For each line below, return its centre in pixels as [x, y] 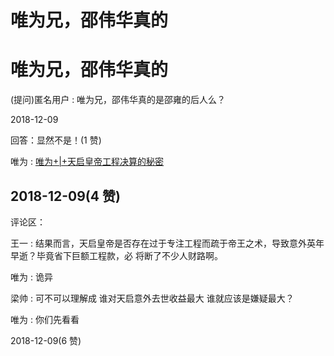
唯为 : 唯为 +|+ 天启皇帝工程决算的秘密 [87, 162]
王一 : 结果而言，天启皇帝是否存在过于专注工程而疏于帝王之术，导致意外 [158, 243]
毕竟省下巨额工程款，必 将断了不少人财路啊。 [129, 255]
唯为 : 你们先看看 [45, 319]
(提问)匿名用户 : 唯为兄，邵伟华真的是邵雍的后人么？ [118, 100]
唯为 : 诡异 [31, 277]
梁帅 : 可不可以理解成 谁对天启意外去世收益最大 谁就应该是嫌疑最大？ [152, 298]
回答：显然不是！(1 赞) [56, 140]
